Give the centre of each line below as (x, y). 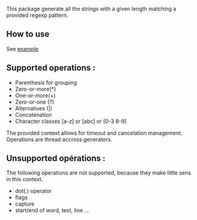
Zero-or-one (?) (34, 102)
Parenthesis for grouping (46, 82)
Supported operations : (51, 68)
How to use (28, 34)
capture (25, 204)
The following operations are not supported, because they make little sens (99, 173)
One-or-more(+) (35, 95)
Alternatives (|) (34, 108)
